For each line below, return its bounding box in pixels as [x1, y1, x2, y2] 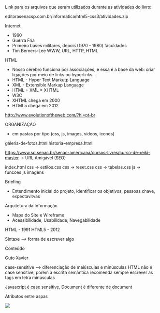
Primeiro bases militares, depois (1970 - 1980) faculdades [12, 43, 127, 48]
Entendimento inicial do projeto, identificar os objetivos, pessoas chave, [12, 188, 156, 194]
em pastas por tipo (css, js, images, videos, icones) [12, 131, 115, 136]
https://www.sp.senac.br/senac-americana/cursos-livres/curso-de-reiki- [5, 150, 150, 155]
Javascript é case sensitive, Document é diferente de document [5, 284, 132, 290]
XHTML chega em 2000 [12, 98, 60, 103]
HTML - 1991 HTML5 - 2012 [5, 227, 60, 232]
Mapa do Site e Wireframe [12, 212, 64, 218]
